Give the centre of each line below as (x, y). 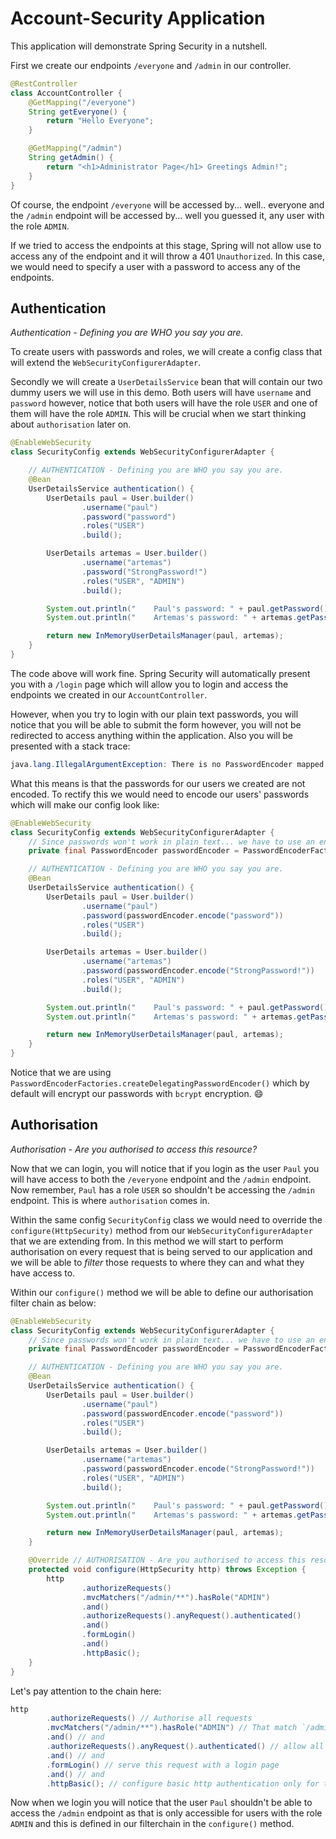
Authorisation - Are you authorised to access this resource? (134, 1149)
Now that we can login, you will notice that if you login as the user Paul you (165, 1168)
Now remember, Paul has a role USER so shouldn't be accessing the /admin (163, 1189)
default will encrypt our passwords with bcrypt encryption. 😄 (137, 1093)
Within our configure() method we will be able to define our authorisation (162, 1292)
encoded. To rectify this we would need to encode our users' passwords (160, 794)
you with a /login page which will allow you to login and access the (149, 684)
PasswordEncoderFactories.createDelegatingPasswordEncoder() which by (160, 1083)
